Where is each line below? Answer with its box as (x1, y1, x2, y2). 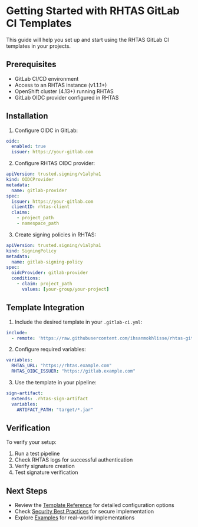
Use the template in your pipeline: (14, 379, 97, 386)
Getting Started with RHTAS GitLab (6, 4, 180, 18)
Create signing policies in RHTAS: (14, 231, 96, 238)
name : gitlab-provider (11, 187, 67, 193)
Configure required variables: (14, 346, 87, 353)
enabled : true (11, 143, 46, 150)
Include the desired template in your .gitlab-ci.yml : (14, 318, 143, 325)
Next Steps (6, 486, 48, 496)
